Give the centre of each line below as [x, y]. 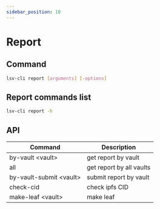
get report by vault [113, 157]
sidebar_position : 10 [34, 12]
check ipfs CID [108, 187]
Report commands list [49, 97]
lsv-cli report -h [29, 111]
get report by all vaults [119, 167]
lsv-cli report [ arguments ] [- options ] [57, 78]
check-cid [25, 187]
